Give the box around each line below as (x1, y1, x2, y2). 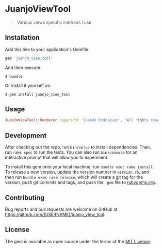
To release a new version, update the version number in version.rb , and (5, 169, 149, 175)
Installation (5, 33, 40, 42)
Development (5, 131, 47, 139)
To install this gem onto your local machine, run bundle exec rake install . (5, 164, 154, 170)
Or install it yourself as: (5, 83, 51, 88)
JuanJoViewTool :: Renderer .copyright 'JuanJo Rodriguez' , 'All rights (5, 118, 149, 123)
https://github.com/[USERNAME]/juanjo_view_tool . (5, 211, 106, 217)
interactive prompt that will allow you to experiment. (5, 154, 109, 161)
